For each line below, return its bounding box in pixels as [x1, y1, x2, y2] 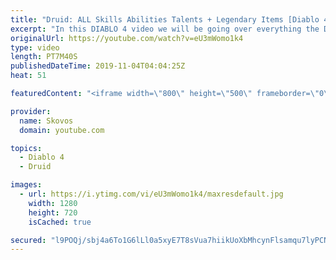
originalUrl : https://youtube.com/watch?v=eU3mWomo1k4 [10, 33, 244, 43]
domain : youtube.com [19, 125, 105, 135]
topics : [10, 143, 43, 153]
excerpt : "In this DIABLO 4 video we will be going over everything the [10, 24, 320, 34]
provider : [10, 106, 52, 116]
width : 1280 [28, 198, 78, 208]
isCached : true [28, 217, 92, 227]
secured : [10, 235, 47, 245]
